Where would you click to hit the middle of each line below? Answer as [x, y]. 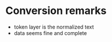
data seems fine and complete [50, 33]
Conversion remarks [56, 11]
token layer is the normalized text [54, 27]
